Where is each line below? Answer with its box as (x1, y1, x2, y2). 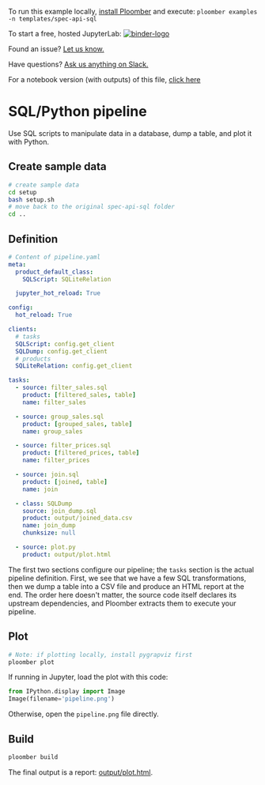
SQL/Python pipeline (8, 103, 148, 121)
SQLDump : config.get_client (15, 347, 108, 355)
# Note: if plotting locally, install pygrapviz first (8, 651, 193, 659)
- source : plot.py (15, 543, 77, 552)
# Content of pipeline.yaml (8, 253, 101, 261)
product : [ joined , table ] (22, 477, 108, 485)
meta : (8, 260, 26, 268)
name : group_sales (22, 427, 83, 436)
